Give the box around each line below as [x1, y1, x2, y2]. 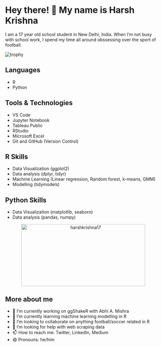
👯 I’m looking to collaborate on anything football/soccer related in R [12, 319, 150, 324]
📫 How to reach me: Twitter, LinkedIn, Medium [12, 330, 108, 335]
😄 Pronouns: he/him [12, 337, 54, 343]
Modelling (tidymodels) [12, 181, 60, 187]
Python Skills [5, 196, 47, 204]
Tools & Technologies [5, 99, 73, 107]
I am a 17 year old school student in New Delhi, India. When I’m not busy [5, 31, 152, 37]
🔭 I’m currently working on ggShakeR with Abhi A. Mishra [12, 308, 129, 314]
